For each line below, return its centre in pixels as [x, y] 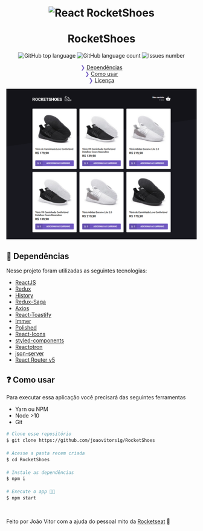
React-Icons [30, 334]
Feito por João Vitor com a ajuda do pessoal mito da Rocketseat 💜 [88, 521]
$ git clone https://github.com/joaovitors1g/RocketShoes [81, 441]
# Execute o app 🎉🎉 [31, 492]
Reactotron [29, 347]
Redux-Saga [31, 302]
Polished [26, 328]
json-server [29, 353]
